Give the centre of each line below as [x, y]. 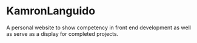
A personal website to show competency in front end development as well [98, 27]
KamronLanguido [51, 11]
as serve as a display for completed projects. [62, 33]
